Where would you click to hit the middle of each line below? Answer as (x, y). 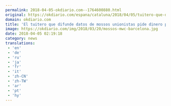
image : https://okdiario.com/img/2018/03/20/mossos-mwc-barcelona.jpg (82, 29)
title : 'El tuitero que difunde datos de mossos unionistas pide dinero (84, 24)
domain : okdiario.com (28, 19)
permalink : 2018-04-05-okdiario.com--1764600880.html (64, 10)
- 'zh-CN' (18, 76)
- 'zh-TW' (18, 81)
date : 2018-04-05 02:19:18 (34, 34)
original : (16, 15)
